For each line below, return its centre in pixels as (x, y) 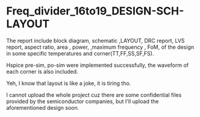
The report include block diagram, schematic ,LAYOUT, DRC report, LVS (95, 40)
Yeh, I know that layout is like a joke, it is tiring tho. (69, 83)
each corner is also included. (42, 71)
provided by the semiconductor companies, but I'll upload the (83, 101)
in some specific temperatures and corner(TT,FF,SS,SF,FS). (80, 53)
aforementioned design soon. (43, 107)
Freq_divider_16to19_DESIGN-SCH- (95, 11)
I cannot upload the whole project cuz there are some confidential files (94, 95)
